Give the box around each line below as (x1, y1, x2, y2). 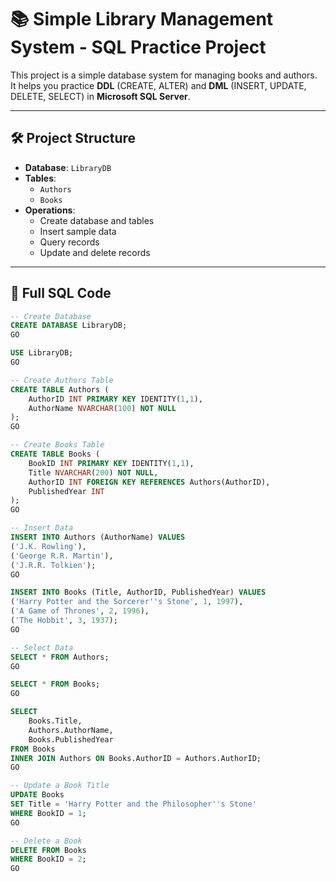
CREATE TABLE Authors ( (10, 384, 110, 395)
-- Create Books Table (10, 440, 105, 450)
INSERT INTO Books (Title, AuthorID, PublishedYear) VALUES (10, 587, 267, 598)
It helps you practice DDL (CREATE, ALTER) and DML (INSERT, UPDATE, (10, 79, 307, 91)
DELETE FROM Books (10, 845, 87, 855)
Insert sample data (39, 225, 117, 237)
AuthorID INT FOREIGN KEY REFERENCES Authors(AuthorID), (28, 477, 271, 487)
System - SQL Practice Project (10, 36, 267, 59)
